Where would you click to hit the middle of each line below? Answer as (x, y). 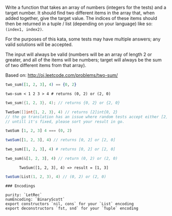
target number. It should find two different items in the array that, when (80, 13)
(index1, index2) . (24, 29)
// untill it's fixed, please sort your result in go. (65, 122)
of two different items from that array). (46, 65)
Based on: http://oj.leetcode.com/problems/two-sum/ (62, 75)
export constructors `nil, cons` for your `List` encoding (70, 204)
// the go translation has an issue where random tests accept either (82, 117)
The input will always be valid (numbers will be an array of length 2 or (79, 54)
